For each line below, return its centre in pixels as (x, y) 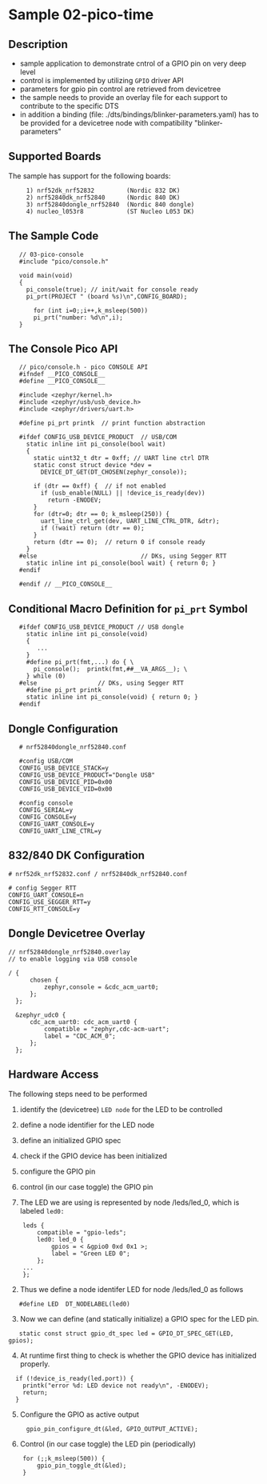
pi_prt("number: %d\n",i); (78, 318)
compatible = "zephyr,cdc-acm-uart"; (107, 1029)
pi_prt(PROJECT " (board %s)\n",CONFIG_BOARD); (107, 296)
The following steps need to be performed (78, 1094)
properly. (35, 1364)
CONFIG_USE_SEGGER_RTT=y (50, 902)
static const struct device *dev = (92, 466)
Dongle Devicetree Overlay (77, 934)
